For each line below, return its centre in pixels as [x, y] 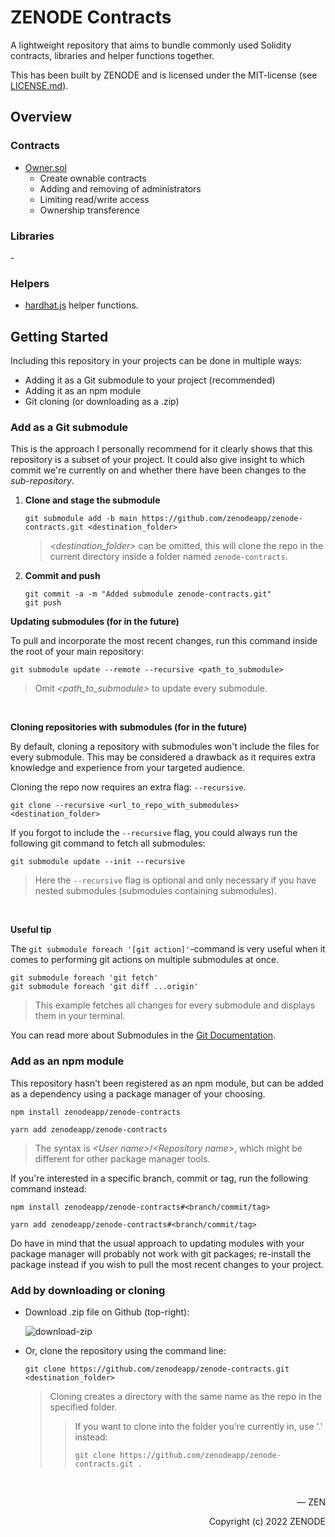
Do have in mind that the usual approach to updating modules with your [157, 1243]
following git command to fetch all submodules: [108, 843]
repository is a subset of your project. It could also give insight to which [157, 460]
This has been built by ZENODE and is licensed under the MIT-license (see [164, 75]
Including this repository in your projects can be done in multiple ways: [156, 361]
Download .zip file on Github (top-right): [107, 1312]
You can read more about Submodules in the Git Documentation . [143, 1035]
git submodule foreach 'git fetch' [84, 978]
